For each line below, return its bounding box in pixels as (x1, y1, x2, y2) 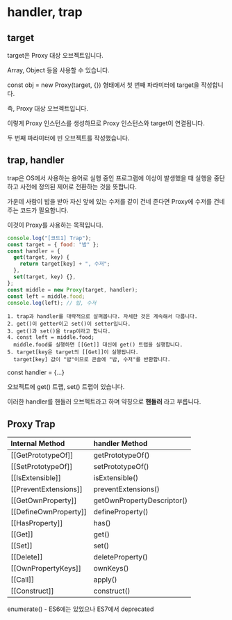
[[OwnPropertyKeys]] (10, 564, 81, 573)
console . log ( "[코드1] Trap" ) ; (7, 235, 92, 241)
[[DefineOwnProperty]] (10, 507, 87, 517)
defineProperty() (93, 507, 149, 517)
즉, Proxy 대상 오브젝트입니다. (7, 104, 89, 112)
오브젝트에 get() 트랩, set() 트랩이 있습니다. (7, 383, 125, 391)
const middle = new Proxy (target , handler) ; (7, 286, 138, 293)
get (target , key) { (13, 254, 70, 261)
